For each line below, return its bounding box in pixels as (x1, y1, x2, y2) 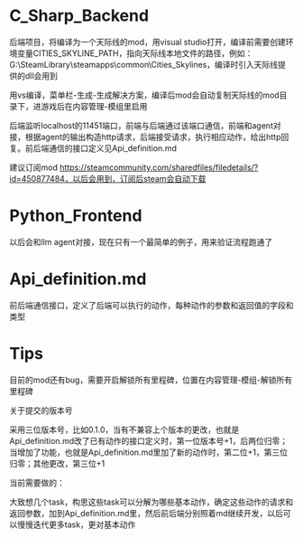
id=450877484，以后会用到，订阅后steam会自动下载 (9, 173, 207, 184)
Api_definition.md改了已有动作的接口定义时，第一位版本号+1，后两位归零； (9, 435, 289, 446)
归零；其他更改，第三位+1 (9, 458, 106, 468)
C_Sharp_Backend (9, 5, 150, 26)
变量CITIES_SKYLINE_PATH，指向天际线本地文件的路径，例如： (16, 47, 253, 59)
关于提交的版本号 (9, 404, 73, 416)
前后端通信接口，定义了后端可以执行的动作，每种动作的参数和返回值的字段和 (9, 299, 294, 310)
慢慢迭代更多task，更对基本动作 (16, 519, 136, 530)
